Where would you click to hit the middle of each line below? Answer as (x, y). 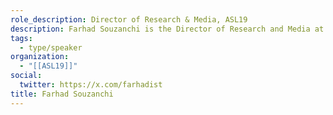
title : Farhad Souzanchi (62, 94)
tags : (21, 38)
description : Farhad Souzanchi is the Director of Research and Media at (167, 29)
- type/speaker (51, 47)
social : (26, 76)
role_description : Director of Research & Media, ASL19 (129, 19)
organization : (40, 57)
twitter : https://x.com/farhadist (91, 85)
